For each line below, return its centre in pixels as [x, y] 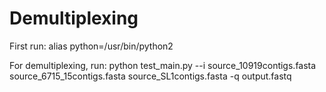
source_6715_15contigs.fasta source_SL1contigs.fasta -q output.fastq [150, 76]
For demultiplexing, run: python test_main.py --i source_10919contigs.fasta [163, 65]
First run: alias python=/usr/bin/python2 [91, 46]
